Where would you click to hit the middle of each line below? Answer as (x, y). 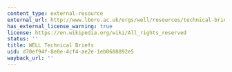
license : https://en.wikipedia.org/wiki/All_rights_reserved (97, 33)
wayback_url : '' (30, 58)
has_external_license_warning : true (60, 26)
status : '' (23, 39)
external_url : (28, 20)
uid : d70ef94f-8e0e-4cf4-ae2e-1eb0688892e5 (71, 52)
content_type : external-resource (55, 13)
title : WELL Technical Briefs (51, 45)
